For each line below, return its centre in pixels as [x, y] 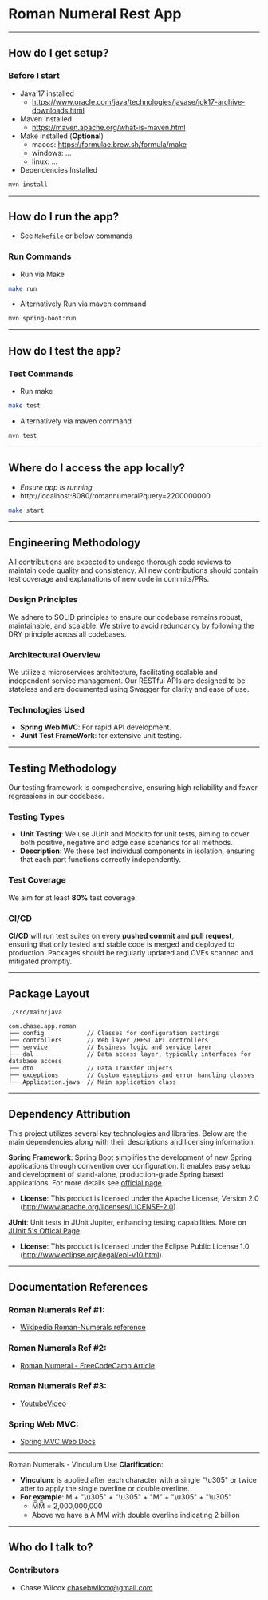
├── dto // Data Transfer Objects [91, 1068]
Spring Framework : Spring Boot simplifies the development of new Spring [130, 1157]
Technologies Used [47, 709]
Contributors [34, 1570]
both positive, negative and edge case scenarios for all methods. [126, 843]
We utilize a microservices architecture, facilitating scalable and [113, 672]
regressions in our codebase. [56, 796]
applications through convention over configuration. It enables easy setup [130, 1165]
